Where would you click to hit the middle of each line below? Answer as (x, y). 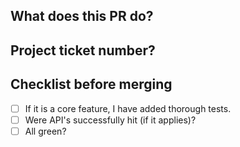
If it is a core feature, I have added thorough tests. (128, 108)
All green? (45, 131)
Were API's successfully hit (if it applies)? (110, 120)
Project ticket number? (83, 50)
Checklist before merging (91, 84)
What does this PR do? (82, 16)
